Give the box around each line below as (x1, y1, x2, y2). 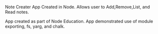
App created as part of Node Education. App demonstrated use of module (5, 19, 153, 24)
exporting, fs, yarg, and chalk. (5, 23, 65, 29)
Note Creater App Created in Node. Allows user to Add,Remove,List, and (5, 4, 150, 10)
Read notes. (5, 9, 29, 15)
